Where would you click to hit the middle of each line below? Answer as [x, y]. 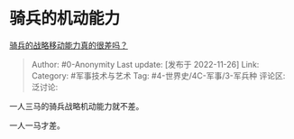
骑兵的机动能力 [65, 19]
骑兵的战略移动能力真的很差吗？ [69, 45]
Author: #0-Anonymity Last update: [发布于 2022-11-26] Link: [145, 64]
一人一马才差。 [37, 125]
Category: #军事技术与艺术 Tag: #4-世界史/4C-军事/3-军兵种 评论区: [158, 75]
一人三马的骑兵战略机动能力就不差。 [77, 106]
